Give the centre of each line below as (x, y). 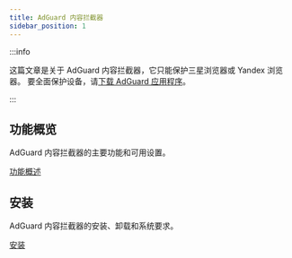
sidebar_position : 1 (48, 26)
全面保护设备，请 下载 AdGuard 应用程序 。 (113, 81)
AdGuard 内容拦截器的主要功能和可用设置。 (90, 152)
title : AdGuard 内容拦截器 (56, 17)
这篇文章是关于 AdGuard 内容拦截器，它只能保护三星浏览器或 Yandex (137, 70)
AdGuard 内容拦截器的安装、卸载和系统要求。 (94, 226)
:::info (20, 51)
